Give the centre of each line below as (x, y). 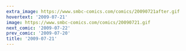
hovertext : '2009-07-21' (37, 17)
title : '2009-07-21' (32, 39)
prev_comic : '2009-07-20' (38, 33)
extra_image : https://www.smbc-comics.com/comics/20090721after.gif (93, 11)
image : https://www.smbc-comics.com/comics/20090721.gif (78, 22)
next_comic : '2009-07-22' (38, 28)
